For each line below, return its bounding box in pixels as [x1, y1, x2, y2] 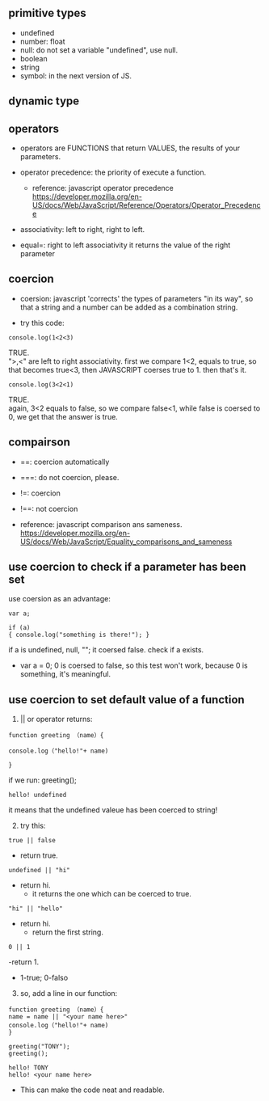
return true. [19, 850, 58, 860]
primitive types [8, 6, 86, 20]
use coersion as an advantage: [8, 594, 111, 604]
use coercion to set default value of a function [8, 693, 245, 707]
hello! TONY [8, 1064, 48, 1072]
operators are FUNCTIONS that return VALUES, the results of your [19, 143, 241, 153]
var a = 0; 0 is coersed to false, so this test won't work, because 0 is [19, 660, 248, 670]
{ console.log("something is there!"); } [8, 631, 150, 639]
